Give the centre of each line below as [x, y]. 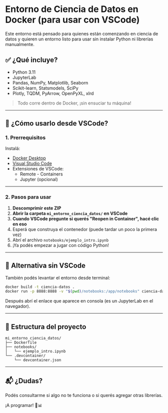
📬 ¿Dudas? [24, 381]
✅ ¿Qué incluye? [31, 60]
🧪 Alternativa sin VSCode [45, 266]
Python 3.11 [24, 72]
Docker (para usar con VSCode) [72, 20]
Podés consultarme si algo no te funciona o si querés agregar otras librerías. [84, 395]
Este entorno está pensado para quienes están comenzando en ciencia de [82, 33]
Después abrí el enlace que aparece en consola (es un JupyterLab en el [79, 301]
